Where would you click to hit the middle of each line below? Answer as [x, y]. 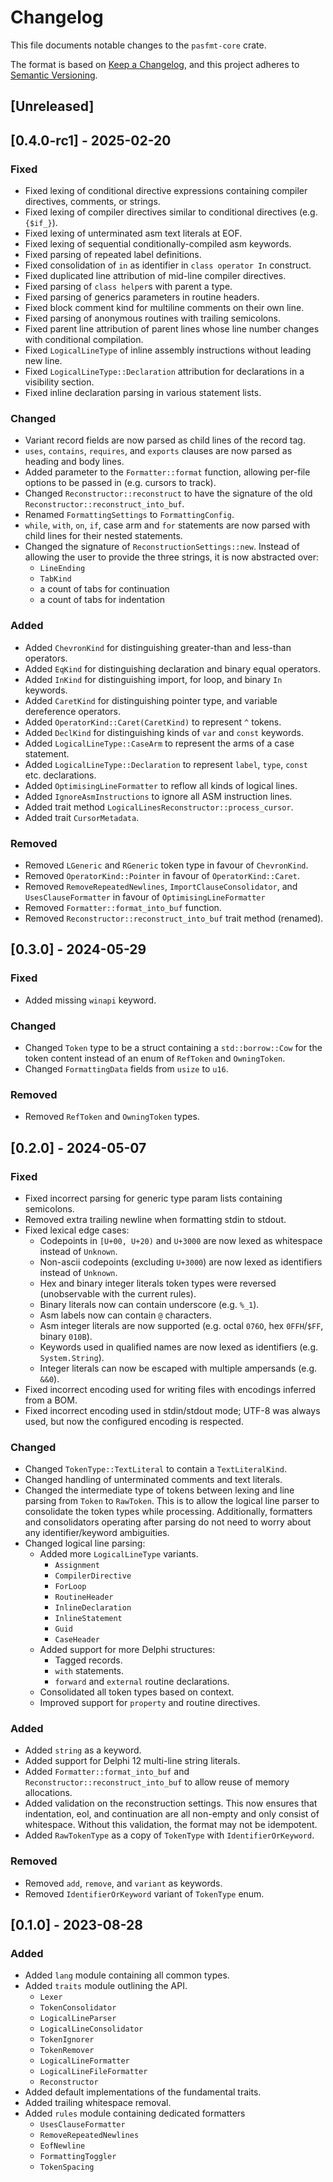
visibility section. [59, 382]
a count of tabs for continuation [104, 589]
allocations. [48, 1793]
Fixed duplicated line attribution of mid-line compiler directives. [155, 276]
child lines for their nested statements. [103, 536]
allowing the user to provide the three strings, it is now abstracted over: [172, 557]
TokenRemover [67, 2051]
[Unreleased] [52, 106]
